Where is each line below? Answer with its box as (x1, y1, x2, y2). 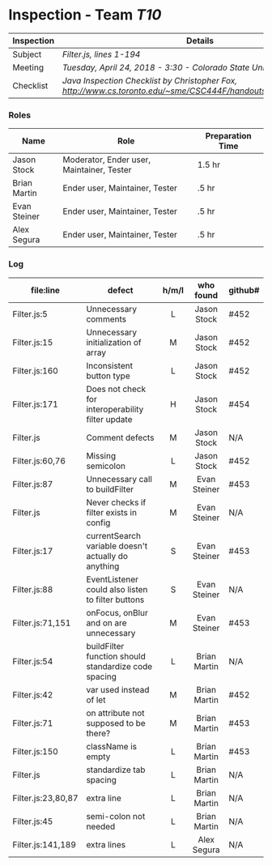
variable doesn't (86, 540, 148, 552)
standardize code (86, 660, 153, 672)
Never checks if (86, 497, 147, 508)
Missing (86, 450, 116, 461)
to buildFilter (86, 484, 134, 495)
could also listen (86, 583, 148, 595)
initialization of (86, 336, 142, 348)
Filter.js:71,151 (12, 617, 71, 629)
